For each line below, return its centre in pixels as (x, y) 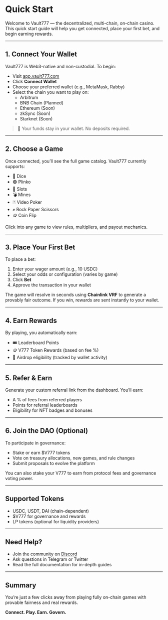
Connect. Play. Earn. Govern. (36, 612)
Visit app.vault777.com (36, 76)
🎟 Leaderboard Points (35, 343)
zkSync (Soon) (35, 113)
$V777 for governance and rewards (49, 516)
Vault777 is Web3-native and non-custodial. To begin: (60, 66)
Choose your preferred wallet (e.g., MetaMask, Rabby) (68, 87)
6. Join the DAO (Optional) (47, 431)
